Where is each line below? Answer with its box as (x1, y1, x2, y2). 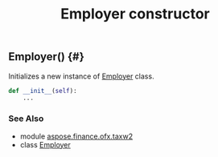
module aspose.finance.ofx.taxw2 (19, 131, 134, 141)
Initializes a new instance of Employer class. (8, 71, 154, 81)
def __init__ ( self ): (8, 87, 78, 95)
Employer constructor (60, 5, 211, 23)
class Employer (19, 139, 71, 149)
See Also (8, 113, 44, 124)
